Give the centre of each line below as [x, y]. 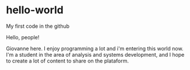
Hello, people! [23, 37]
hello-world [35, 10]
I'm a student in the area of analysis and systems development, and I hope [95, 54]
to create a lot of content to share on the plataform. [68, 61]
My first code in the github [38, 26]
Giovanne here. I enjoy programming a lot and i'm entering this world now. [95, 48]
